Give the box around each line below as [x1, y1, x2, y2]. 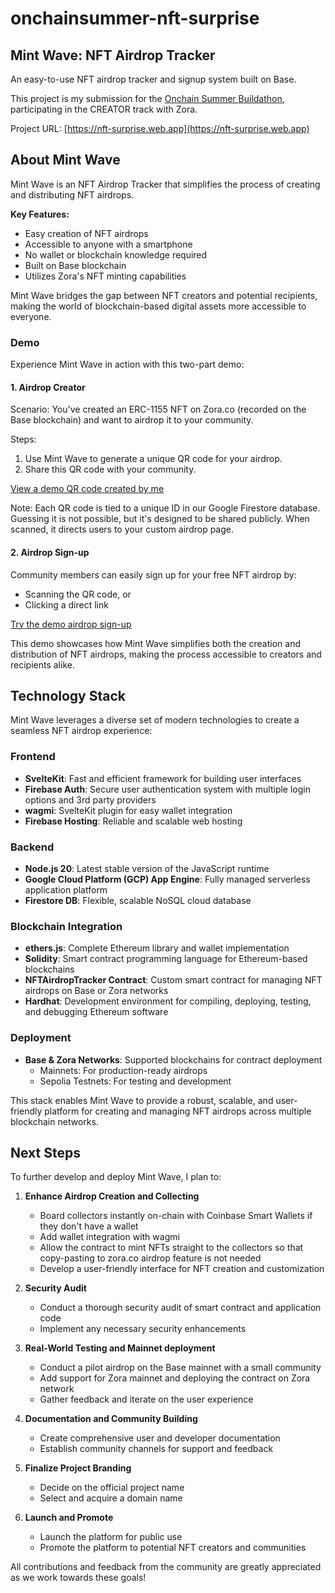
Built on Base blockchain [24, 259, 127, 271]
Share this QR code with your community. [24, 463, 197, 476]
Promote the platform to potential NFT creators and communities [39, 1542, 307, 1554]
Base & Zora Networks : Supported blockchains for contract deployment [24, 1053, 323, 1066]
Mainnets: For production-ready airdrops [39, 1064, 208, 1076]
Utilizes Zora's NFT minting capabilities [24, 270, 187, 282]
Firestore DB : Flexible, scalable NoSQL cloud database [24, 894, 252, 906]
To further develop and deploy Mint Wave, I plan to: [10, 1171, 222, 1183]
